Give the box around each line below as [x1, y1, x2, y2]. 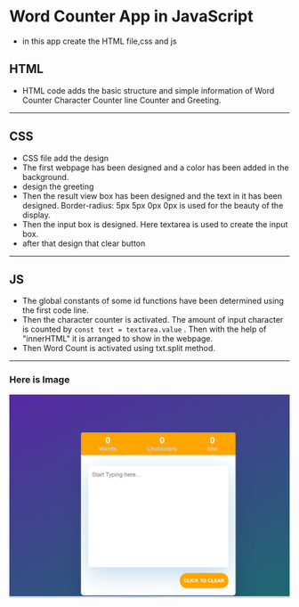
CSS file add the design [21, 152, 109, 163]
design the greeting [21, 181, 94, 192]
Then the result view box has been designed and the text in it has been [21, 190, 283, 201]
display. [21, 209, 52, 220]
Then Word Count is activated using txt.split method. [21, 343, 216, 354]
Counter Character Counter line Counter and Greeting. [21, 94, 222, 105]
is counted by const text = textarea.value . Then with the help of [21, 324, 267, 335]
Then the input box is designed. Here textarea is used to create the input [21, 218, 288, 229]
